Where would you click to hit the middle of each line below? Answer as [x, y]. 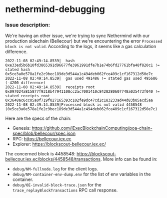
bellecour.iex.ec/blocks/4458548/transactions [53, 159]
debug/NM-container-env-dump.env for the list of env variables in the [81, 174]
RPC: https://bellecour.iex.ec [42, 139]
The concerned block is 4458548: [40, 154]
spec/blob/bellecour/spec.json [44, 133]
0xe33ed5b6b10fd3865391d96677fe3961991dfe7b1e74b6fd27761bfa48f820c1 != [82, 65]
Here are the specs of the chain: [38, 118]
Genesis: [21, 128]
